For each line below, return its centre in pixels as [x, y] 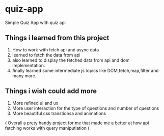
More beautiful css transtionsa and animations [59, 113]
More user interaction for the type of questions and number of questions [85, 108]
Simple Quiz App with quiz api [35, 23]
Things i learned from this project [57, 38]
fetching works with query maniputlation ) [47, 128]
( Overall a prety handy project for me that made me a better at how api [77, 123]
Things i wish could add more [51, 91]
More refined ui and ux [35, 103]
